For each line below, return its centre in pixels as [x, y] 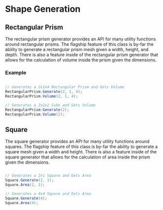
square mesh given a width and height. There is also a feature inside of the [81, 152]
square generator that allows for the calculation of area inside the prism [78, 157]
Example [16, 72]
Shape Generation [43, 9]
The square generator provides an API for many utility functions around [77, 142]
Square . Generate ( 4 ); [26, 198]
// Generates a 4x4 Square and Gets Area [48, 194]
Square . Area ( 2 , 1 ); [25, 185]
